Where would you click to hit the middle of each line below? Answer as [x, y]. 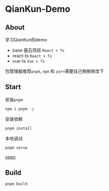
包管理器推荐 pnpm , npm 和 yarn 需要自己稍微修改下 [54, 71]
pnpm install [19, 128]
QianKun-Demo [38, 9]
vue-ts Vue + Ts [28, 61]
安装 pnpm [14, 99]
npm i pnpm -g [20, 109]
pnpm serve [16, 148]
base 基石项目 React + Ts [38, 50]
